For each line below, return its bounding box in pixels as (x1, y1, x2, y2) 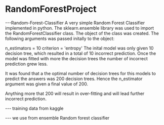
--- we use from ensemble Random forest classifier (5, 115, 110, 121)
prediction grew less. (5, 61, 48, 67)
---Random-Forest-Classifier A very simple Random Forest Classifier (5, 20, 145, 26)
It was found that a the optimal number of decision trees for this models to (5, 70, 156, 76)
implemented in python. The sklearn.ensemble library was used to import (5, 25, 154, 31)
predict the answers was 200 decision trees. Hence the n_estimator (5, 76, 143, 82)
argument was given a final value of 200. (5, 81, 88, 87)
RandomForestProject (5, 3, 97, 15)
